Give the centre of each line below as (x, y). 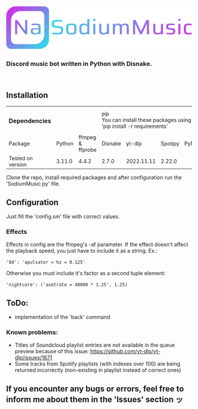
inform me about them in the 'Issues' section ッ (95, 399)
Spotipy (170, 144)
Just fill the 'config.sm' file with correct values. (63, 217)
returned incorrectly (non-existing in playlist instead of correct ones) (98, 370)
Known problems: (32, 332)
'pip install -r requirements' (135, 126)
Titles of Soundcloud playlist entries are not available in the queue (95, 345)
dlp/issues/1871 (33, 358)
